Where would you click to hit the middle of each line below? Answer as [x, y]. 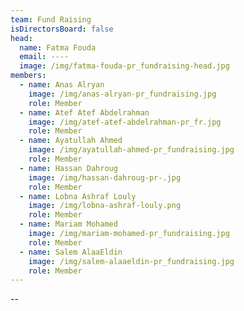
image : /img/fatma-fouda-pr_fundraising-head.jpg [124, 66]
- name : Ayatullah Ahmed [71, 141]
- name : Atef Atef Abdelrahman [84, 112]
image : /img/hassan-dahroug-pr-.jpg [105, 177]
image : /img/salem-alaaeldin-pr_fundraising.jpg [131, 261]
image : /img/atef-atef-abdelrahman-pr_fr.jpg [125, 122]
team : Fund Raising [51, 19]
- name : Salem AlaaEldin [71, 252]
